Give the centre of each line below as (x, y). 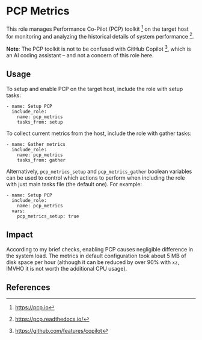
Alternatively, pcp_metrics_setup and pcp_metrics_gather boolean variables (99, 171)
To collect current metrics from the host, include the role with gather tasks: (99, 133)
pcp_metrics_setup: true (48, 216)
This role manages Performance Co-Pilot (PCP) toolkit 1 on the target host (97, 28)
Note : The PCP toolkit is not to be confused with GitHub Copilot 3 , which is (99, 48)
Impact (20, 235)
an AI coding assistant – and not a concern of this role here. (80, 55)
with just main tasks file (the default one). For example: (74, 184)
